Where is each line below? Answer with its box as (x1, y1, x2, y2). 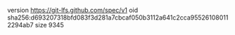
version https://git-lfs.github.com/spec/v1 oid (7, 6, 139, 14)
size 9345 (34, 21, 65, 29)
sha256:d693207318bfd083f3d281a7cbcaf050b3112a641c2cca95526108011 (7, 13, 229, 22)
